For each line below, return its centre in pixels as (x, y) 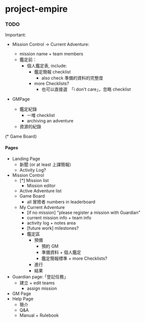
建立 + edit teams (37, 283)
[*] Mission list (34, 180)
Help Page (23, 299)
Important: (15, 35)
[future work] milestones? (53, 228)
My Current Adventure (42, 207)
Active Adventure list (40, 191)
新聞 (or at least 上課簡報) (45, 164)
